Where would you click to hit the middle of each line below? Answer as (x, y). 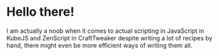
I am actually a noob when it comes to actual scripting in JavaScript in (105, 31)
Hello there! (41, 12)
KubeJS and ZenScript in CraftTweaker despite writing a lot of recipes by (109, 38)
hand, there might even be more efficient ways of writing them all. (100, 45)
